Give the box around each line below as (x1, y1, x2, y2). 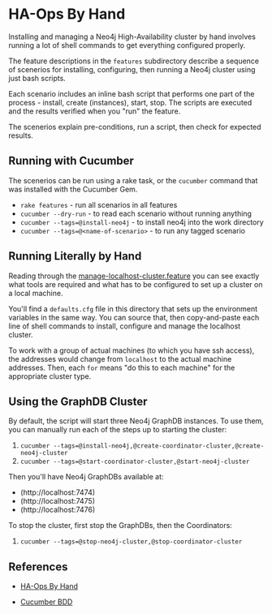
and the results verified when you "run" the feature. (8, 106, 181, 116)
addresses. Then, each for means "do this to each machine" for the (8, 363, 235, 372)
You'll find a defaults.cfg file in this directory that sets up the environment (8, 303, 258, 313)
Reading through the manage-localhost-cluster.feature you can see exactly (8, 271, 260, 281)
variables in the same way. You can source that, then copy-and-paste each (8, 312, 260, 322)
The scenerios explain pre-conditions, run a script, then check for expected (8, 122, 261, 131)
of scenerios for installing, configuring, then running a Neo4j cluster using (8, 64, 256, 74)
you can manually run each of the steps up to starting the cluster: (8, 425, 227, 435)
